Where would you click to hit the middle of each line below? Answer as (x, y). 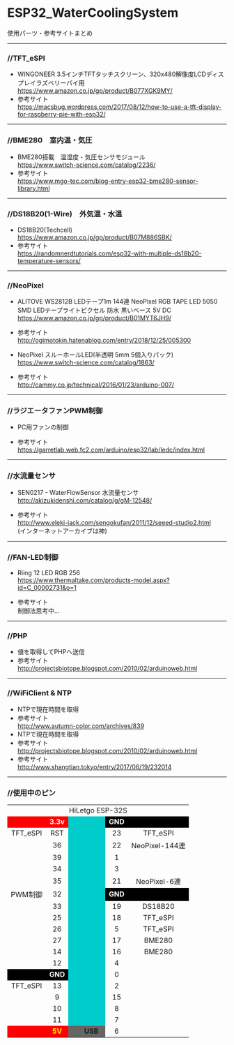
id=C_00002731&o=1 (47, 588)
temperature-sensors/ (49, 260)
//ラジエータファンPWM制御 (55, 411)
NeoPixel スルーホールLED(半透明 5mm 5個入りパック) (95, 355)
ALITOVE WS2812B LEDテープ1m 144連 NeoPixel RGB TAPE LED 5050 (117, 302)
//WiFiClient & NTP (39, 693)
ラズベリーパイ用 (60, 83)
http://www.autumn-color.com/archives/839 (81, 726)
